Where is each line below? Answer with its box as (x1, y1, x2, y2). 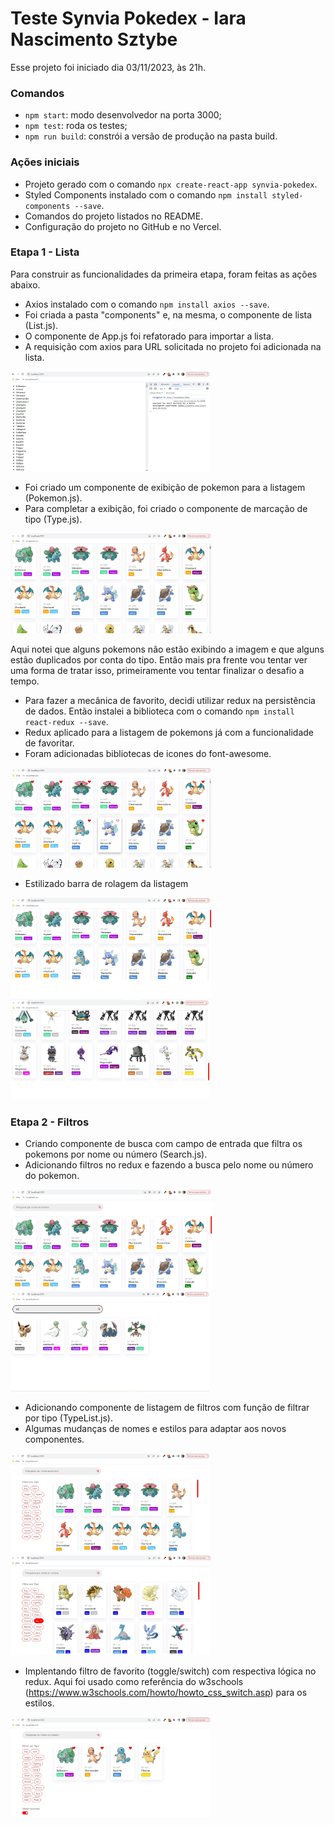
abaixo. (10, 278, 41, 291)
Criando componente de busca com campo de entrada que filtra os (24, 1138, 303, 1150)
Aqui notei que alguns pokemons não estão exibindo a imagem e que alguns (10, 643, 325, 655)
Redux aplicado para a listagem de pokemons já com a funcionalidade (24, 726, 314, 738)
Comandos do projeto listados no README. (24, 210, 204, 222)
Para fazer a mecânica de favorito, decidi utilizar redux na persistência (24, 694, 316, 706)
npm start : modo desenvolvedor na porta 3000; (24, 109, 222, 121)
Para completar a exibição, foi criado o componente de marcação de (24, 502, 308, 514)
